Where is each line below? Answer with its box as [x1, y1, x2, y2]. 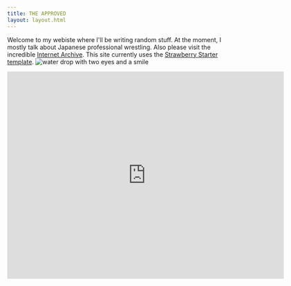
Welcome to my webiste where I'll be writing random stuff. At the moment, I [7, 35, 222, 44]
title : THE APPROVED [7, 10, 67, 17]
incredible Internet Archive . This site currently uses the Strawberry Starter [7, 50, 218, 59]
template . [7, 57, 35, 66]
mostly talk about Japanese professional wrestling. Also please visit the [7, 43, 211, 51]
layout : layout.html [7, 17, 67, 23]
